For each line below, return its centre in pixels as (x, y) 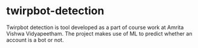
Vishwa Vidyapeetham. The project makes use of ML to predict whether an (99, 33)
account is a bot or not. (35, 40)
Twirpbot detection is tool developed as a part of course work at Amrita (95, 27)
